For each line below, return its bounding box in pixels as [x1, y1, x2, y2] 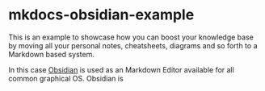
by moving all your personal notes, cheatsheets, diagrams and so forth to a [8, 40, 258, 50]
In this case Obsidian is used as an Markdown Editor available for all [8, 64, 234, 74]
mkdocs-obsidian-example [8, 6, 195, 24]
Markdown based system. [8, 49, 95, 59]
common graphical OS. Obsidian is [8, 73, 124, 83]
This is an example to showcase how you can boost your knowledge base [8, 32, 254, 42]
